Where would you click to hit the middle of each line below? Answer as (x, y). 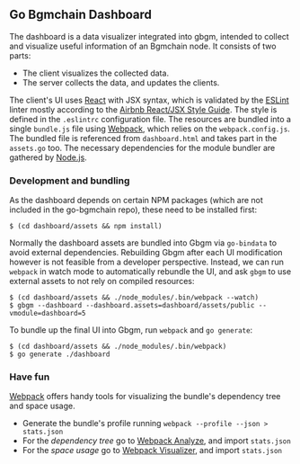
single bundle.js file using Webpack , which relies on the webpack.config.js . (150, 129)
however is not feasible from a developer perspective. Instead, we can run (147, 262)
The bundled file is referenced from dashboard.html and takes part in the (143, 138)
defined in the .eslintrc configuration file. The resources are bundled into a (150, 119)
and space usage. (43, 406)
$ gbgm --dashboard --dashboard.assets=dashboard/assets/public (132, 306)
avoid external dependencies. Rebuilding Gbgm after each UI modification (146, 253)
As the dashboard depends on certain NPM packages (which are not (136, 201)
